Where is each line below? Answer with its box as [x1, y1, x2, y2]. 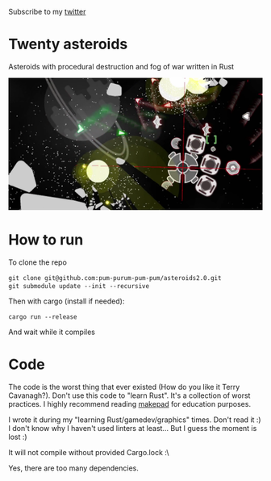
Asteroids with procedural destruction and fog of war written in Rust [8, 61, 235, 71]
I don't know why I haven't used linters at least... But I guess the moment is [8, 423, 257, 433]
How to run [8, 230, 84, 249]
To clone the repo [8, 257, 67, 267]
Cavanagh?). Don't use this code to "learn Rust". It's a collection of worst [8, 391, 251, 400]
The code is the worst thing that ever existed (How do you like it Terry [8, 382, 240, 391]
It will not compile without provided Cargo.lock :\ [8, 447, 169, 457]
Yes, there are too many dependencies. [8, 463, 139, 473]
